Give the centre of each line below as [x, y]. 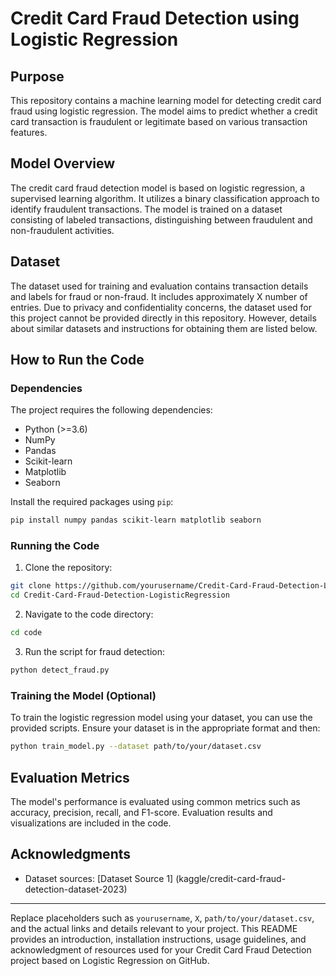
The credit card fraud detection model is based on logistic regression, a [158, 188]
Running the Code [55, 546]
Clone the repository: [68, 568]
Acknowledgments [71, 854]
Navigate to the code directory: [89, 614]
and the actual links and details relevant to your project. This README [154, 928]
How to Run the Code [77, 360]
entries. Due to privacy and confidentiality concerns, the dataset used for [161, 307]
